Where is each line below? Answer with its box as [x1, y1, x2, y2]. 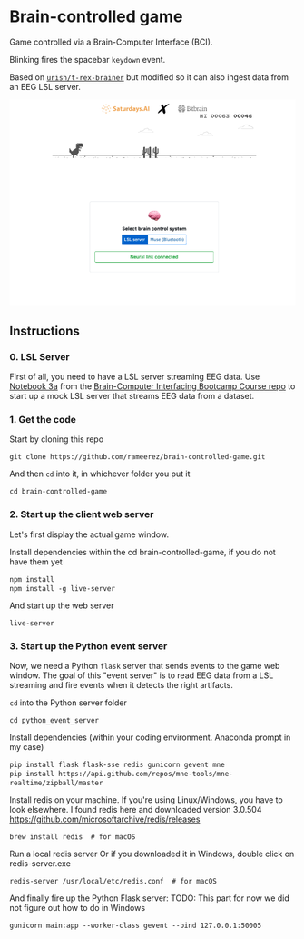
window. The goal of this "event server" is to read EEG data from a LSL [9, 670, 274, 681]
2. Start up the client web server [9, 508, 154, 521]
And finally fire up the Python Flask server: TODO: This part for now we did [9, 893, 290, 904]
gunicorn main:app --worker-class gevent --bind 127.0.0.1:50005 [9, 921, 261, 931]
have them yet [9, 556, 64, 567]
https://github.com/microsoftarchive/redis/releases [9, 814, 201, 824]
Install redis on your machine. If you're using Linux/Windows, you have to [9, 794, 283, 805]
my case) [9, 742, 44, 753]
